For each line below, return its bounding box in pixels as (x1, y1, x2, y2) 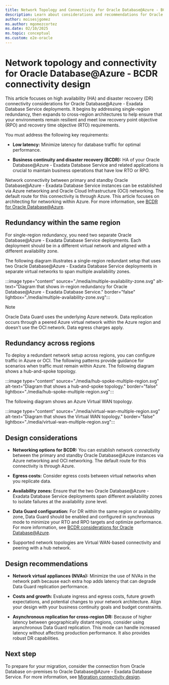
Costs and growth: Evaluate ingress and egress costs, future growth (12, 593, 155, 599)
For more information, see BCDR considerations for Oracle (12, 524, 134, 530)
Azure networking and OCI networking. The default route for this (12, 458, 146, 464)
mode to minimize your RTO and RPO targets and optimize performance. (12, 519, 162, 525)
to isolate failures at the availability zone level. (12, 499, 108, 505)
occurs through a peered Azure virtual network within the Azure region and (5, 319, 161, 325)
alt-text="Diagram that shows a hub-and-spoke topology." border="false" (5, 383, 158, 389)
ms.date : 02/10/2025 (5, 26, 49, 31)
